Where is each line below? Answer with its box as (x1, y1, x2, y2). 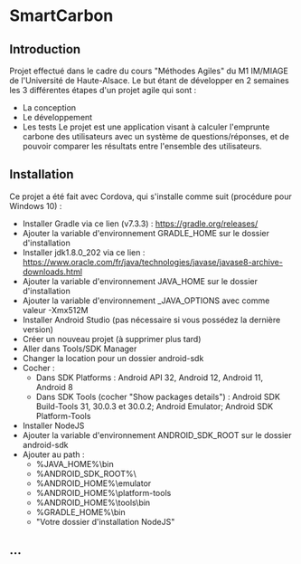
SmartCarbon (9, 5, 114, 26)
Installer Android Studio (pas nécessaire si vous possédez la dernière (22, 314, 281, 325)
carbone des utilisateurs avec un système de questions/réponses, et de (22, 131, 289, 141)
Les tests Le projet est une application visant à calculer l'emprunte (22, 121, 270, 132)
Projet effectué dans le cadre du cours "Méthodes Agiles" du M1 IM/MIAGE (9, 65, 289, 76)
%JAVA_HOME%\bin (35, 458, 115, 469)
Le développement (22, 112, 93, 122)
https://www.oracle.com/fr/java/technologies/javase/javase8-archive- (22, 256, 283, 267)
